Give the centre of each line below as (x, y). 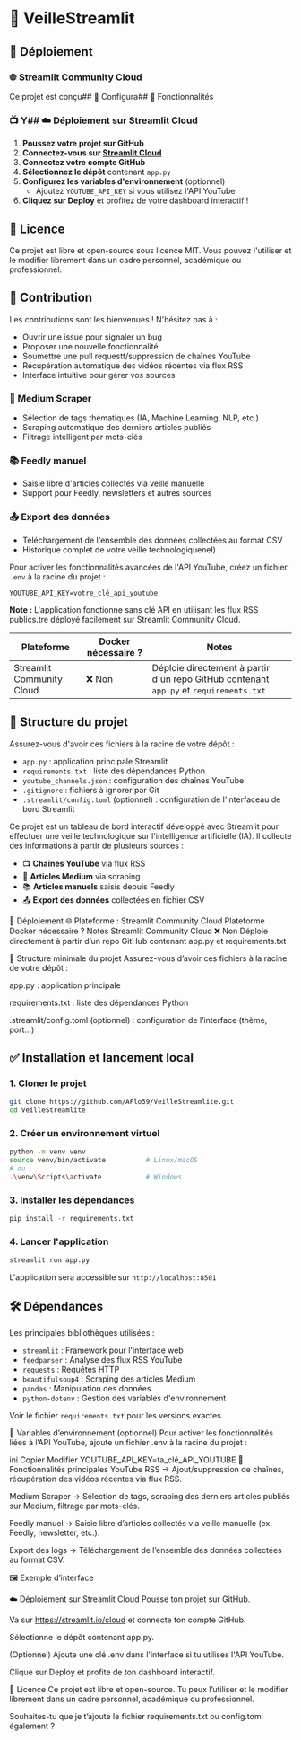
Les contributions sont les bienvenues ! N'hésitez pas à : (113, 319)
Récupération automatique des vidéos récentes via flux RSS (133, 365)
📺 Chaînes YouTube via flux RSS (84, 863)
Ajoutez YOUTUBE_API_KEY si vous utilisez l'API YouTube (135, 191)
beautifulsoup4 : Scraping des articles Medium (109, 1379)
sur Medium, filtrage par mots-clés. (75, 1506)
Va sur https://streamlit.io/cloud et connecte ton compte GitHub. (128, 1620)
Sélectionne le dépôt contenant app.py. (82, 1637)
